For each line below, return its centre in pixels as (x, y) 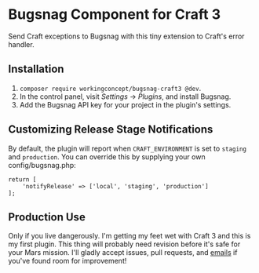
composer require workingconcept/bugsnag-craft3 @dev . (110, 88)
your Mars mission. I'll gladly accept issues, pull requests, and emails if (123, 253)
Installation (36, 69)
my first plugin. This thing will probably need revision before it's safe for (124, 244)
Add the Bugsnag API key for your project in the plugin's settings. (125, 104)
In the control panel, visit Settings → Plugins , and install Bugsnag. (125, 96)
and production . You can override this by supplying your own (107, 157)
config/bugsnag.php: (42, 165)
